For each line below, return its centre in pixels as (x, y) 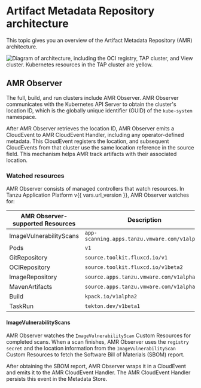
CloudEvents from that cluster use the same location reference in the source (100, 147)
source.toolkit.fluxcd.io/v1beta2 (134, 268)
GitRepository (28, 258)
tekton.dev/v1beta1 (112, 306)
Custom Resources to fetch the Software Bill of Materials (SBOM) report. (95, 355)
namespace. (22, 117)
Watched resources (35, 176)
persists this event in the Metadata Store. (57, 379)
